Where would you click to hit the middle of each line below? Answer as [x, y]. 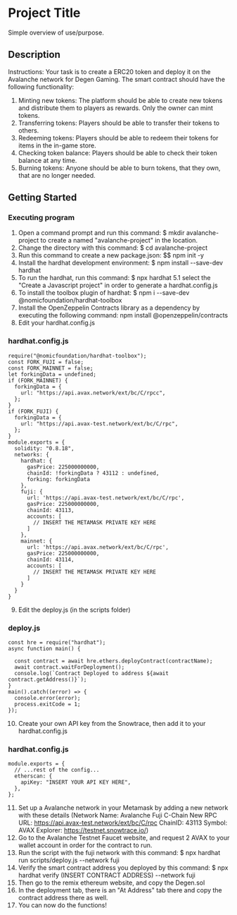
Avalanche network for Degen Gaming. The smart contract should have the [117, 79]
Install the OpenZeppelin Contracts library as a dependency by [109, 308]
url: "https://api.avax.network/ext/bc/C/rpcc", [93, 393]
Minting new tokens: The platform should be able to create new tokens [120, 100]
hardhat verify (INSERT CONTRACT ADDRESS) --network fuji [107, 875]
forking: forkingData [58, 479]
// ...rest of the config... [57, 770]
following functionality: [41, 87]
